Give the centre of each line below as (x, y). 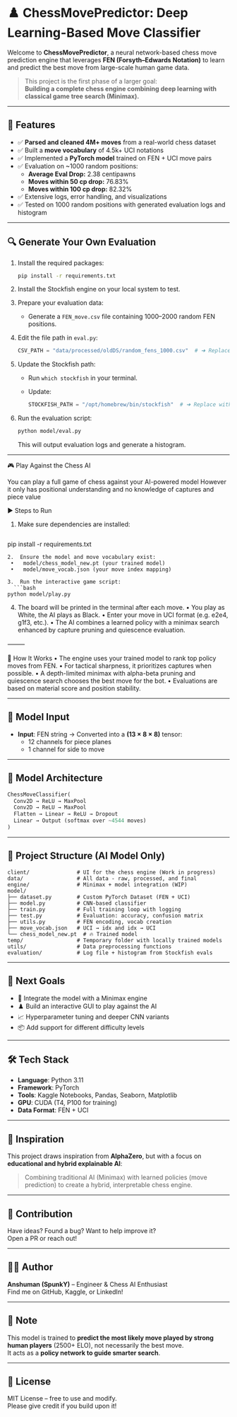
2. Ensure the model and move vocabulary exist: (82, 557)
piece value (24, 497)
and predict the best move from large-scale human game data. (98, 67)
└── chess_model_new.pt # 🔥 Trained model (73, 934)
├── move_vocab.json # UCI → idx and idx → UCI (82, 928)
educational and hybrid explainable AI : (65, 1164)
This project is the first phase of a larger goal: (91, 81)
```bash (25, 588)
